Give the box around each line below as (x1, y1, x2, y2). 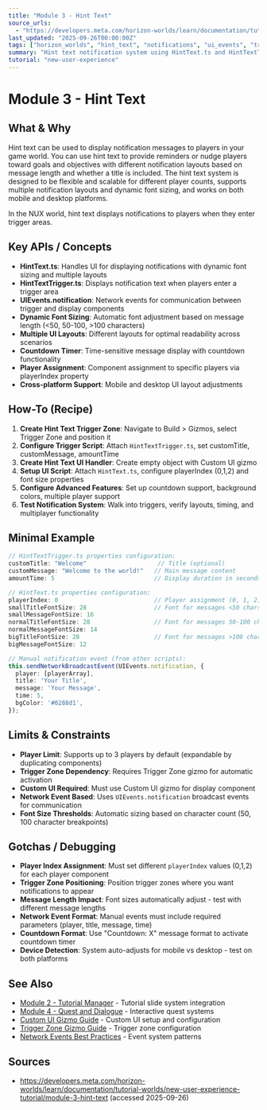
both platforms (19, 954, 68, 964)
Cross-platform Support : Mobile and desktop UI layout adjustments (19, 379, 243, 389)
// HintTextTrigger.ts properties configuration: (8, 552, 176, 560)
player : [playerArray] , (15, 669, 94, 678)
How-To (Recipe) (8, 403, 94, 416)
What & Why (8, 122, 72, 135)
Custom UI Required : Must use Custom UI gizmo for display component (19, 783, 256, 793)
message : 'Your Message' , (15, 684, 102, 692)
